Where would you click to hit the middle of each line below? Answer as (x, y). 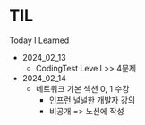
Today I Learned (39, 40)
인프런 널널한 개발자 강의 (92, 100)
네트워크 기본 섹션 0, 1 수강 (82, 88)
